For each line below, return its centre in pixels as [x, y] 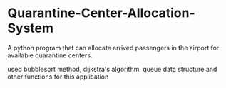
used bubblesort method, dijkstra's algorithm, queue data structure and [112, 69]
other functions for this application [58, 77]
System [31, 28]
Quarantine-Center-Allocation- [102, 13]
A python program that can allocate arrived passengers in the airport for [113, 48]
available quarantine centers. [50, 55]
